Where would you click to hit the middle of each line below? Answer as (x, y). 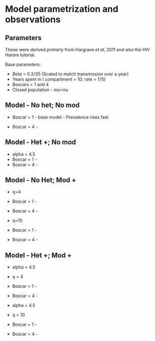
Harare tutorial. (20, 55)
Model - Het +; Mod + (38, 255)
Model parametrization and (62, 9)
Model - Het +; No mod (41, 142)
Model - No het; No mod (43, 105)
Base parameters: (23, 64)
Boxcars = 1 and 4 (31, 84)
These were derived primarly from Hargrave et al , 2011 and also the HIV (77, 50)
